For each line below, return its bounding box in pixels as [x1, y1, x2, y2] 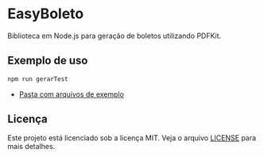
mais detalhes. [7, 142, 56, 151]
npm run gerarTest [7, 75, 68, 83]
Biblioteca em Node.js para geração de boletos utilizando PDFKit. [7, 31, 222, 40]
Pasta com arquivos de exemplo [18, 89, 125, 99]
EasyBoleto [7, 5, 84, 23]
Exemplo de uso [7, 54, 88, 67]
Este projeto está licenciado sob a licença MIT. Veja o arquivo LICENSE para [7, 133, 256, 143]
